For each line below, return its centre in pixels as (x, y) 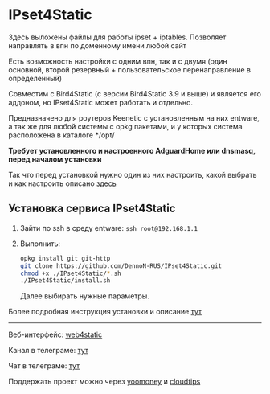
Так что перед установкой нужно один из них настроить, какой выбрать (133, 174)
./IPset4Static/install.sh (65, 281)
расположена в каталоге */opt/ (61, 135)
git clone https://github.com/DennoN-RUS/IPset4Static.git (121, 266)
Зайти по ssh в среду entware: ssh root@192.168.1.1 (109, 228)
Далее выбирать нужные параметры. (85, 296)
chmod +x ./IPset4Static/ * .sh (71, 273)
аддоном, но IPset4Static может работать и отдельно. (100, 102)
